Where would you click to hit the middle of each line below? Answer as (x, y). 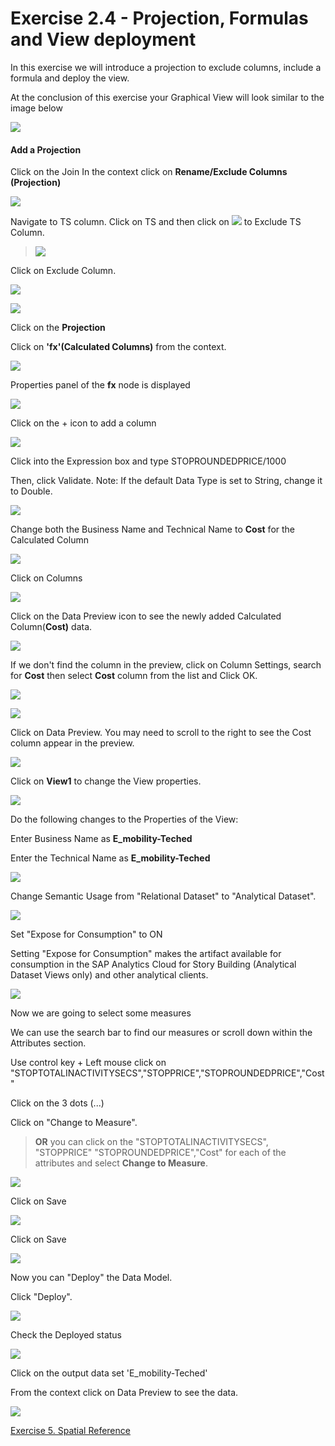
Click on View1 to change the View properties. (106, 781)
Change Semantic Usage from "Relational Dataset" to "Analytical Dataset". (163, 896)
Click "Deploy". (41, 1297)
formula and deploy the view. (70, 78)
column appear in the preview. (72, 743)
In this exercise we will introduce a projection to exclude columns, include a (166, 67)
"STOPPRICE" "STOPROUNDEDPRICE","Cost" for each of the (160, 1153)
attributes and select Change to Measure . (121, 1163)
